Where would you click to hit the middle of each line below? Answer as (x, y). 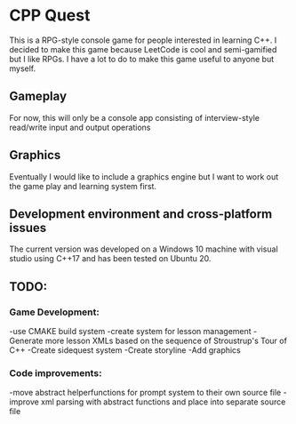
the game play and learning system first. (83, 186)
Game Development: (54, 312)
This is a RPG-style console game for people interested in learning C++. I (143, 40)
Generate (26, 341)
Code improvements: (56, 372)
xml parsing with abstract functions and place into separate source (164, 402)
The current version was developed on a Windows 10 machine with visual (144, 249)
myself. (23, 68)
